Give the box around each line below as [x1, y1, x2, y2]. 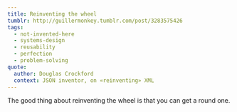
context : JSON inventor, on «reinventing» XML [14, 76, 154, 84]
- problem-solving [14, 57, 69, 64]
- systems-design [14, 37, 65, 44]
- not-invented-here [14, 30, 75, 38]
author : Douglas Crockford [14, 70, 94, 77]
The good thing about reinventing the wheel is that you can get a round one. [7, 96, 231, 105]
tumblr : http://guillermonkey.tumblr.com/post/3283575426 [7, 17, 183, 24]
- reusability [14, 44, 56, 51]
